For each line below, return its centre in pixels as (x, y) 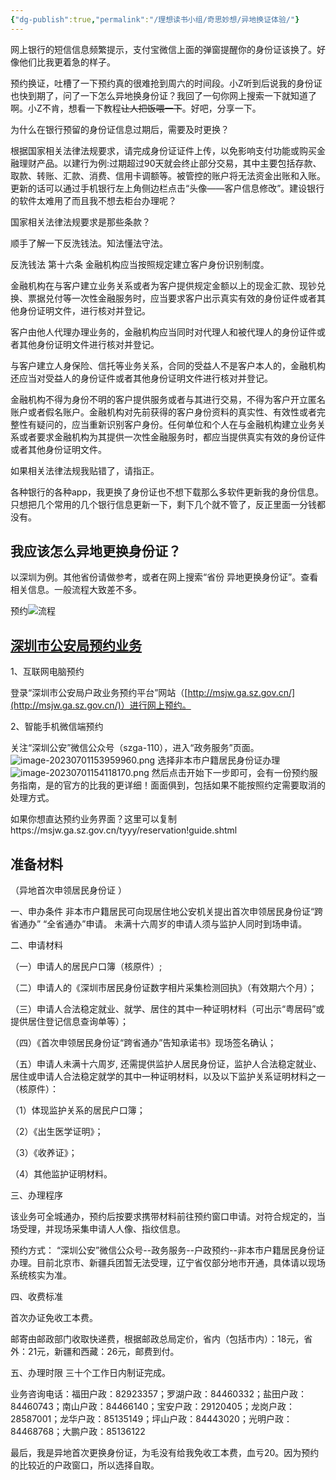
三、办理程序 (36, 1195)
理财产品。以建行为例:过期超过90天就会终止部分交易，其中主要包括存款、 (170, 163)
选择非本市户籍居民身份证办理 (219, 760)
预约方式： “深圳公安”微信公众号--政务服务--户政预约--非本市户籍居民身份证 (167, 1250)
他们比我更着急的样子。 (67, 62)
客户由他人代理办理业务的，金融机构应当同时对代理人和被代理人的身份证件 (163, 332)
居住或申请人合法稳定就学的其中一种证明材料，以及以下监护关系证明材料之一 (168, 1077)
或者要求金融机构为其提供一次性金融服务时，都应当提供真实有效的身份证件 (172, 437)
